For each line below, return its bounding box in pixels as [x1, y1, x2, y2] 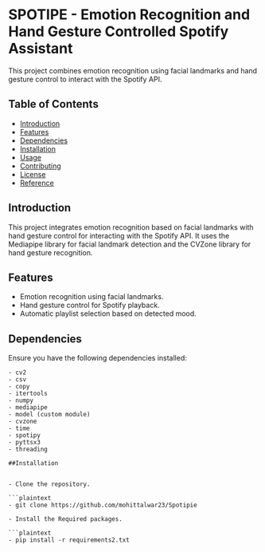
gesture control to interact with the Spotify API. [8, 74, 162, 84]
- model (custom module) [8, 411, 91, 419]
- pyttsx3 [8, 439, 41, 447]
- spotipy [8, 432, 41, 440]
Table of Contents [8, 97, 99, 111]
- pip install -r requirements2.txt [8, 536, 130, 544]
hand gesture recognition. [8, 247, 93, 257]
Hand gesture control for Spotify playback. [19, 301, 161, 310]
